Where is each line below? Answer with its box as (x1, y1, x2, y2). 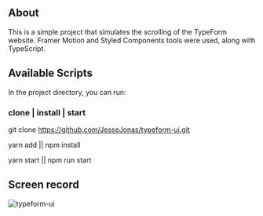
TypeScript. (8, 43, 46, 53)
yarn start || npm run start (8, 155, 92, 164)
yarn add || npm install (8, 140, 81, 149)
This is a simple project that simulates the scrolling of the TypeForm (8, 27, 228, 36)
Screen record (8, 178, 80, 192)
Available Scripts (8, 67, 93, 80)
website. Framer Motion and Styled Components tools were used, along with (8, 35, 256, 45)
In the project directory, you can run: (8, 87, 126, 97)
